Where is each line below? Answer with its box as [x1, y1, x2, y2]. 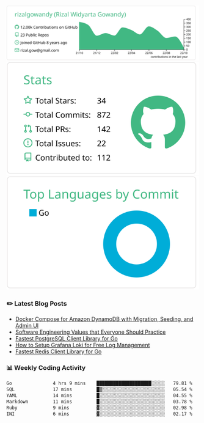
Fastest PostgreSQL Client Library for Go [15, 334, 118, 342]
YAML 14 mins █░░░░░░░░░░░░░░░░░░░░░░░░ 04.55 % [6, 392, 192, 399]
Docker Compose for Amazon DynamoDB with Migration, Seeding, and [15, 315, 194, 323]
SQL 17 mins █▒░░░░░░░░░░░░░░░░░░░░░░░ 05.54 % [6, 386, 192, 393]
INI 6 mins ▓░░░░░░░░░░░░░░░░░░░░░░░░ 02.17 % [6, 411, 192, 417]
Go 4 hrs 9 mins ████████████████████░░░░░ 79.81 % [6, 380, 192, 387]
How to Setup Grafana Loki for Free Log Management [15, 341, 150, 348]
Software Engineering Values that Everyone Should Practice [15, 328, 166, 336]
